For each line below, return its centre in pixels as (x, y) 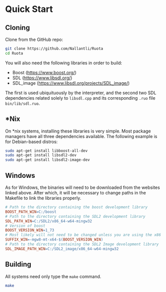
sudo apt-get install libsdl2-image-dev (48, 160)
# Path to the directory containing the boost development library (77, 207)
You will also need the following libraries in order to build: (64, 63)
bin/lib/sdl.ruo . (23, 103)
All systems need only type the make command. (53, 276)
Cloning (18, 28)
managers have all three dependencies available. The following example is (81, 136)
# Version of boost (25, 226)
